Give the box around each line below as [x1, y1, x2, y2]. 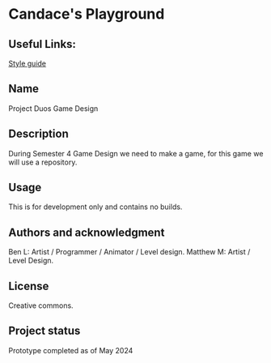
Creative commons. [8, 301, 74, 310]
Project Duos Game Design [8, 103, 99, 113]
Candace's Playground [8, 5, 165, 23]
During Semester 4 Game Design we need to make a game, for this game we [8, 148, 264, 158]
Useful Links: [8, 37, 77, 51]
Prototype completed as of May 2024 [8, 345, 133, 355]
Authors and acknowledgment [8, 225, 165, 239]
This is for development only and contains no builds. [8, 202, 183, 211]
